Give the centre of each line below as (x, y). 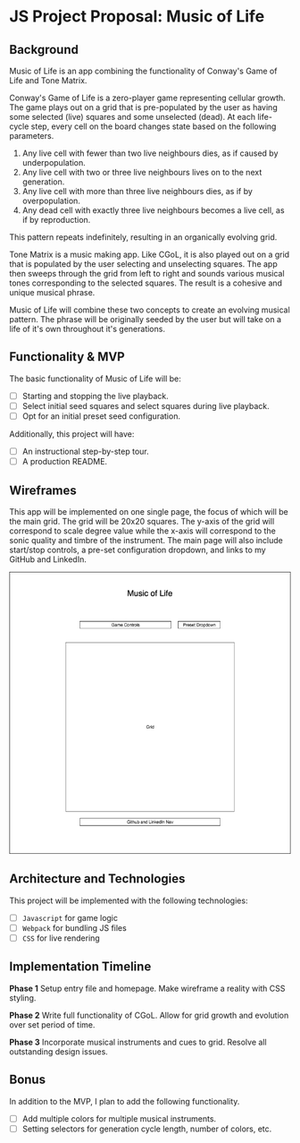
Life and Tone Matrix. (48, 81)
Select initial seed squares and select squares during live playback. (146, 405)
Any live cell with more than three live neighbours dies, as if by (137, 191)
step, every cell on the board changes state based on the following (154, 126)
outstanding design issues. (59, 1051)
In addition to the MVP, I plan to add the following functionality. (125, 1101)
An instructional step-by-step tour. (85, 451)
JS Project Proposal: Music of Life (137, 17)
